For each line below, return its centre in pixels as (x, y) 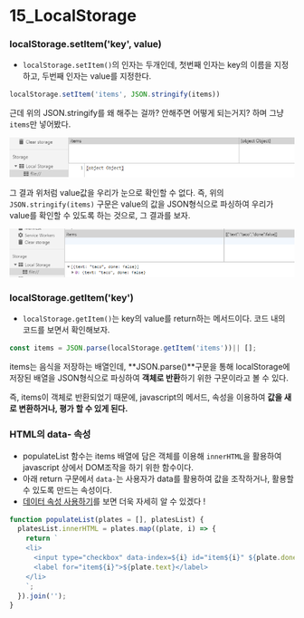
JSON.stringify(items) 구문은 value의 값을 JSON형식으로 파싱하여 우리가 (142, 204)
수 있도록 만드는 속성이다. (67, 489)
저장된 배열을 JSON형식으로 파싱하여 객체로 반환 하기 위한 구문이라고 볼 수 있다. (149, 378)
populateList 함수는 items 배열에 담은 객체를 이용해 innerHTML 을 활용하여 (152, 456)
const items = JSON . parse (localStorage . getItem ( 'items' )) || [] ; (133, 348)
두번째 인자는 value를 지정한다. (97, 76)
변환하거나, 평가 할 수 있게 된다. (73, 409)
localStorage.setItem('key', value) (86, 44)
